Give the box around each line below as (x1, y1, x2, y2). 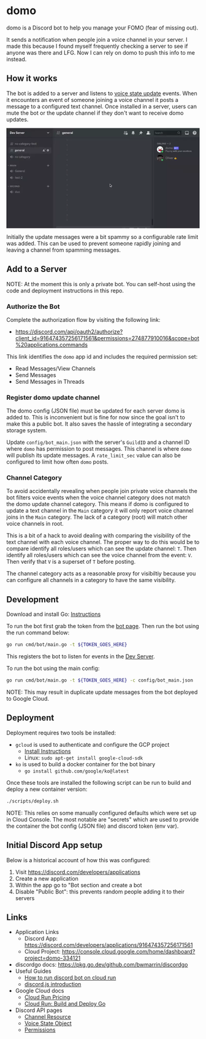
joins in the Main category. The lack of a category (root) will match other (6, 513, 188, 521)
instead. (6, 55, 27, 63)
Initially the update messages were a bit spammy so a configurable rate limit (6, 233, 199, 240)
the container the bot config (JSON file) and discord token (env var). (6, 822, 179, 830)
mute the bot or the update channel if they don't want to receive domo (6, 109, 184, 117)
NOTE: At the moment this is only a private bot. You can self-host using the (6, 280, 196, 287)
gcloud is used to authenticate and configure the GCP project (15, 741, 170, 748)
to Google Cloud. (6, 695, 49, 702)
